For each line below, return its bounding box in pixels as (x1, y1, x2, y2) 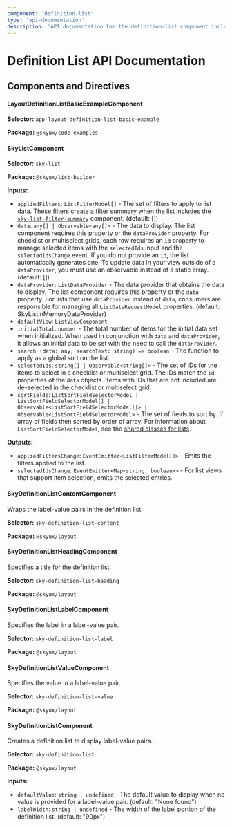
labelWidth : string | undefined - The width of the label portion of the (17, 805, 216, 813)
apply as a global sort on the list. (17, 354, 110, 362)
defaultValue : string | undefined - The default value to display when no (17, 790, 225, 799)
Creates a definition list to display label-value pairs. (7, 737, 153, 745)
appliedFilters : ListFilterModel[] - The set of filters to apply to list (17, 200, 212, 208)
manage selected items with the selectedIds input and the (17, 243, 183, 252)
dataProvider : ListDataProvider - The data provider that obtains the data (17, 281, 225, 289)
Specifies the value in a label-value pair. (7, 679, 121, 687)
